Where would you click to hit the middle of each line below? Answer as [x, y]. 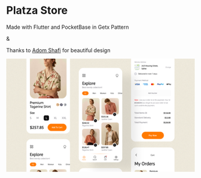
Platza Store [37, 10]
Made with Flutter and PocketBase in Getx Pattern [68, 27]
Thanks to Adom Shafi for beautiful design [58, 50]
